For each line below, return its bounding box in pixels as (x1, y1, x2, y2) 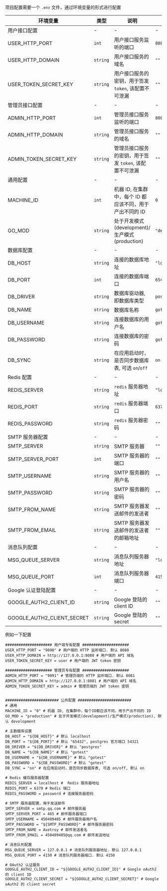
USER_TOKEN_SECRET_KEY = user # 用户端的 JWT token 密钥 (5, 658, 121, 663)
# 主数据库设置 (5, 729, 32, 734)
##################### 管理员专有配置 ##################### (5, 668, 129, 673)
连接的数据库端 (114, 273, 149, 280)
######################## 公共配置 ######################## (5, 698, 132, 703)
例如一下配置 (5, 632, 31, 637)
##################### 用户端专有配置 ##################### (5, 642, 129, 647)
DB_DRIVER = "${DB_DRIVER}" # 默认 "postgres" (5, 745, 102, 750)
